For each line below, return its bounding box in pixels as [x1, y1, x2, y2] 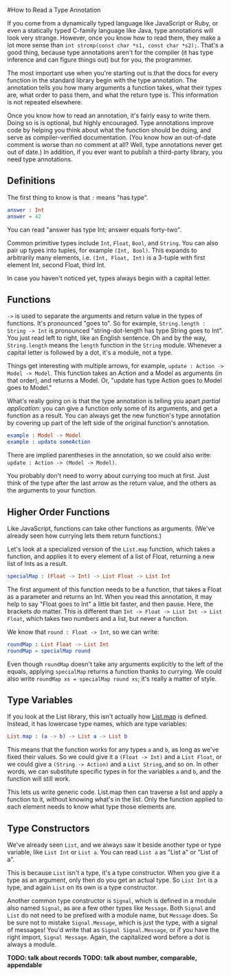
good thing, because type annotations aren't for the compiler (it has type [7, 48, 213, 56]
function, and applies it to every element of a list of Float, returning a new [7, 552, 215, 560]
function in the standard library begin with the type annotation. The [7, 76, 197, 84]
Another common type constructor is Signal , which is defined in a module [7, 896, 217, 905]
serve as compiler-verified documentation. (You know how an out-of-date [7, 133, 217, 141]
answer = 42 [7, 213, 41, 220]
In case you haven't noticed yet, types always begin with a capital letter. [7, 274, 211, 282]
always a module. [7, 940, 57, 949]
